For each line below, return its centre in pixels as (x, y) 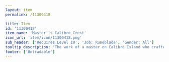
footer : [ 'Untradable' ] (30, 52)
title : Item (18, 24)
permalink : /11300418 (28, 15)
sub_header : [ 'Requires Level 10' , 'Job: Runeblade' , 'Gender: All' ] (80, 43)
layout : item (19, 10)
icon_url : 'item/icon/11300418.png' (44, 38)
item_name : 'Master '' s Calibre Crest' (46, 33)
